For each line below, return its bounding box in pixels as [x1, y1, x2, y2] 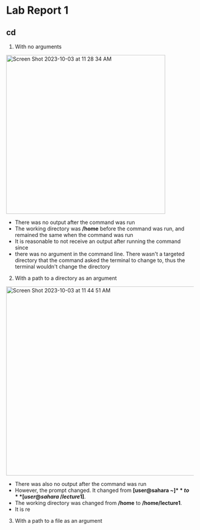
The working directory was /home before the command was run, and [14, 225, 185, 232]
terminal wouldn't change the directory [14, 263, 111, 270]
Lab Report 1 [6, 4, 68, 17]
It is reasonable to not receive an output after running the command [14, 238, 181, 245]
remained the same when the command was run [14, 232, 134, 238]
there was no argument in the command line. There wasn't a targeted [14, 251, 185, 257]
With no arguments [14, 43, 62, 50]
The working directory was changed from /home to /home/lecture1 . [14, 500, 182, 506]
